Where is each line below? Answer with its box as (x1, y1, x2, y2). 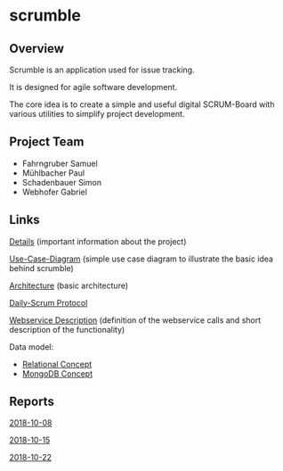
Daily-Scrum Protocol (9, 297, 88, 308)
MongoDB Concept (21, 368, 93, 379)
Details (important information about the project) (9, 235, 187, 246)
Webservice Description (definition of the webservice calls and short (9, 314, 262, 326)
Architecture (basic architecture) (9, 280, 129, 291)
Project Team (9, 135, 85, 150)
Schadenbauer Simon (21, 177, 102, 187)
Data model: (9, 341, 54, 352)
